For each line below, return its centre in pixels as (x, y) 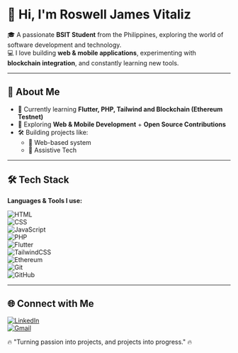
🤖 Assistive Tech (52, 150)
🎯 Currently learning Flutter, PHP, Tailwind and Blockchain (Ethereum (120, 109)
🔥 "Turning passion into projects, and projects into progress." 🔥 (100, 342)
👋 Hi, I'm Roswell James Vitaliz (99, 15)
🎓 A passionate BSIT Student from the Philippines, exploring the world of (115, 34)
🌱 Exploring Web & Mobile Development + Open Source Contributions (122, 124)
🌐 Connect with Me (51, 304)
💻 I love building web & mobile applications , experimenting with (102, 53)
